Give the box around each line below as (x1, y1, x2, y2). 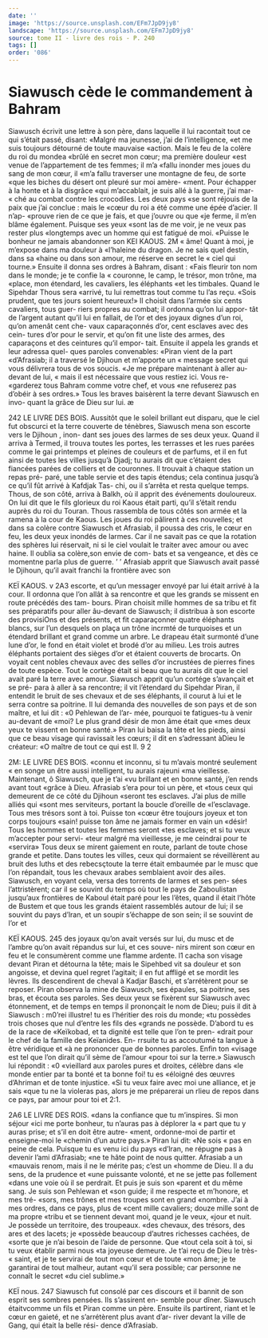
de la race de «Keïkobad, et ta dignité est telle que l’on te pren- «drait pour (8, 1026, 254, 1037)
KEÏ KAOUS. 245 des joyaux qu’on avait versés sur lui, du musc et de (8, 934, 235, 943)
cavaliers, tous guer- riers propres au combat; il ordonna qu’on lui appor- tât (8, 304, 258, 313)
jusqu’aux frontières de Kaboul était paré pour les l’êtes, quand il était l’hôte (8, 892, 256, 902)
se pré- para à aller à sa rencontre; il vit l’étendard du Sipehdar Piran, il (8, 683, 241, 692)
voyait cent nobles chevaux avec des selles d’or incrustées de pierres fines (8, 657, 255, 667)
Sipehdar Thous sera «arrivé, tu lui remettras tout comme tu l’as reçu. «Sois (8, 287, 257, 297)
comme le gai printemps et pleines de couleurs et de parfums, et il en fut (8, 447, 247, 456)
